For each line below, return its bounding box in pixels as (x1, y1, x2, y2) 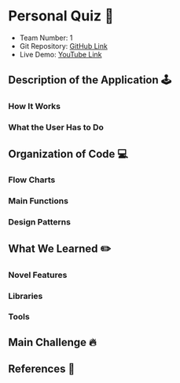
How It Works (8, 101, 61, 112)
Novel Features (8, 269, 68, 280)
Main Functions (8, 195, 69, 206)
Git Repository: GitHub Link (19, 41, 108, 50)
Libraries (8, 290, 43, 301)
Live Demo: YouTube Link (19, 49, 102, 59)
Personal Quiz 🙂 (8, 7, 114, 25)
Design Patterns (8, 217, 71, 228)
